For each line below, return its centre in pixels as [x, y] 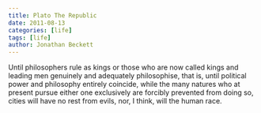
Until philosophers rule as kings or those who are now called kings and [123, 67]
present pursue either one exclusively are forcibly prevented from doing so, [131, 92]
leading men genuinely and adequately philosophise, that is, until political [127, 76]
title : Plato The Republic [53, 15]
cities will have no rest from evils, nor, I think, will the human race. [115, 101]
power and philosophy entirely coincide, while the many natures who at [124, 85]
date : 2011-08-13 [37, 23]
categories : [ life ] [40, 30]
